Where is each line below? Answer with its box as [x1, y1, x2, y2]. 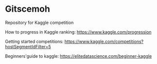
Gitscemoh [5, 3, 50, 15]
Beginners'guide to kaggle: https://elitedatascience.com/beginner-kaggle [5, 53, 152, 59]
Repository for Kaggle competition [5, 20, 74, 25]
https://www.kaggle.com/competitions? [64, 38, 144, 44]
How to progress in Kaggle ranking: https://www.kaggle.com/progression [5, 29, 152, 35]
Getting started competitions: [5, 38, 64, 44]
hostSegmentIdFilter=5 [5, 43, 51, 49]
